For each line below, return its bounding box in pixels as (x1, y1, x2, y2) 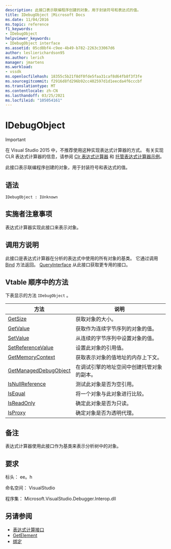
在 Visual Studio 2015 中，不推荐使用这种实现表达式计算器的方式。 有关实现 (5, 147, 164, 153)
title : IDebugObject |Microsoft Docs (5, 12, 85, 17)
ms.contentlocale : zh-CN (5, 88, 58, 93)
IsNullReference (8, 380, 46, 388)
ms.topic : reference (5, 21, 49, 27)
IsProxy (8, 409, 26, 416)
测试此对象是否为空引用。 (75, 381, 137, 388)
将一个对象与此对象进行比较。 (75, 390, 147, 397)
